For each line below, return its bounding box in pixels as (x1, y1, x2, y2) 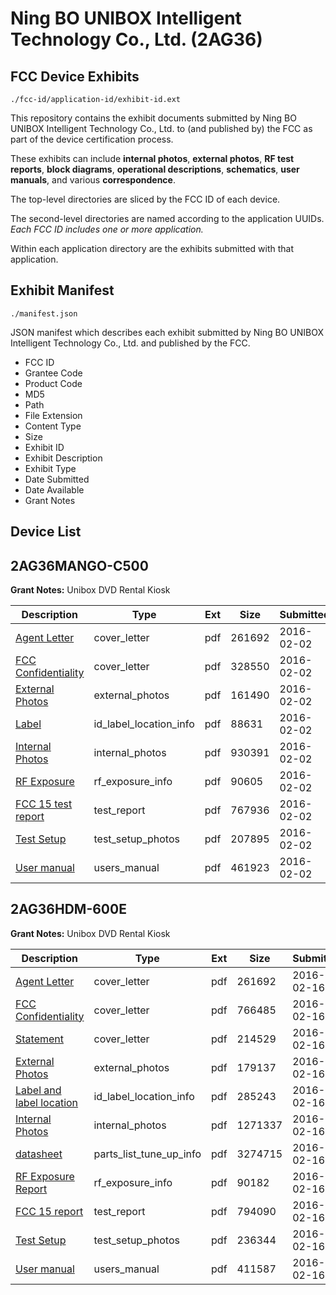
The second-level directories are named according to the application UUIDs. (10, 213, 325, 224)
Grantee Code (24, 367, 83, 379)
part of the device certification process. (10, 133, 174, 145)
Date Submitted (24, 473, 90, 485)
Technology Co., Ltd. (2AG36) (10, 28, 263, 51)
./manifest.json (10, 308, 78, 319)
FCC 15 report (15, 1204, 84, 1218)
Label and (15, 1083, 62, 1097)
